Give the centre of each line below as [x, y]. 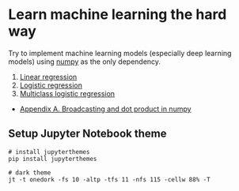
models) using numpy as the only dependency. [84, 62]
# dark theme [30, 172]
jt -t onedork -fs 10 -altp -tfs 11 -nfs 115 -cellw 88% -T [110, 179]
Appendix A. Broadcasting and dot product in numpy [105, 109]
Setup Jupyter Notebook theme [87, 134]
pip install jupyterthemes [53, 159]
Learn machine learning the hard [118, 15]
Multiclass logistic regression [67, 93]
